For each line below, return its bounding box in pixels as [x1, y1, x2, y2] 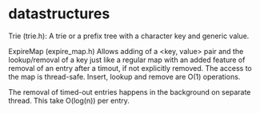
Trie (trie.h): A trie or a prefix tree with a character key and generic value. [8, 31, 250, 41]
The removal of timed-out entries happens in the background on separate [8, 87, 251, 96]
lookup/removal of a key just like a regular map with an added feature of [8, 55, 246, 64]
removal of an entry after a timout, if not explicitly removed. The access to [8, 63, 252, 72]
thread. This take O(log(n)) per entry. [8, 95, 130, 105]
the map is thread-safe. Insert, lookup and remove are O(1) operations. [8, 72, 241, 81]
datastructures [8, 5, 110, 23]
